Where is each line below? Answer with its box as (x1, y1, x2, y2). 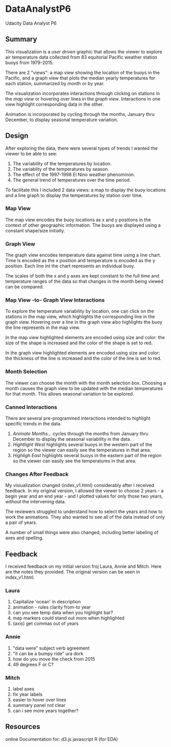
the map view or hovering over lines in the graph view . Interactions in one (5, 95, 161, 102)
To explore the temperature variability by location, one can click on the (5, 308, 155, 314)
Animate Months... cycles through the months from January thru (12, 430, 148, 437)
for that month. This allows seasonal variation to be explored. (5, 390, 134, 397)
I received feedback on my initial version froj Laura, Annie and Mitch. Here (5, 563, 162, 569)
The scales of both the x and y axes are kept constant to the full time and (5, 273, 160, 279)
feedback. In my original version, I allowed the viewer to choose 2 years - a (5, 488, 164, 494)
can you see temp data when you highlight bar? (12, 610, 114, 616)
